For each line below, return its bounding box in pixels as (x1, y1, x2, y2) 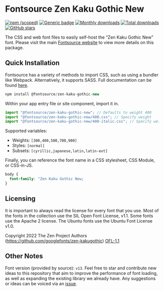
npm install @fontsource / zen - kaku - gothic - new (5, 91, 99, 96)
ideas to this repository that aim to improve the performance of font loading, (5, 270, 158, 276)
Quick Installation (5, 59, 60, 67)
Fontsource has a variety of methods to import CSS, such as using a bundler (5, 72, 159, 78)
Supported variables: (5, 128, 47, 134)
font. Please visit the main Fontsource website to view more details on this (5, 39, 154, 45)
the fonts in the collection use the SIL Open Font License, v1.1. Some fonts (5, 213, 153, 219)
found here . (5, 82, 28, 88)
